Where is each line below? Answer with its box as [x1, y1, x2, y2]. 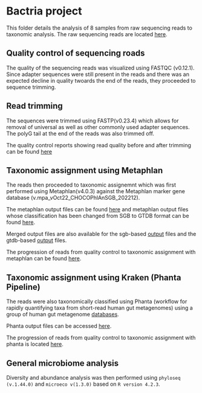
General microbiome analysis [6, 358, 119, 368]
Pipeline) [6, 282, 41, 292]
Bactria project [6, 4, 83, 18]
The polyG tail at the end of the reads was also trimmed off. [6, 130, 154, 137]
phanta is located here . [6, 340, 64, 348]
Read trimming [6, 101, 64, 111]
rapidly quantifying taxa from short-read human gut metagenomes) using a [6, 304, 194, 312]
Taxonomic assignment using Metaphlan [6, 165, 163, 176]
